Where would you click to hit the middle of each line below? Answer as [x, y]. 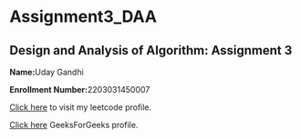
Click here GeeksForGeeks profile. [74, 125]
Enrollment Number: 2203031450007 [80, 89]
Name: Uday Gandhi [47, 72]
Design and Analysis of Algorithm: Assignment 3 [151, 50]
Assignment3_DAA [83, 17]
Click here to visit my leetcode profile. [81, 107]
